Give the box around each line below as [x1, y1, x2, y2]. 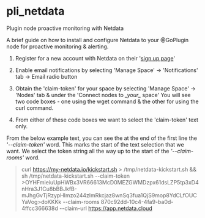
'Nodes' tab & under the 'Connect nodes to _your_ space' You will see [15, 91, 191, 98]
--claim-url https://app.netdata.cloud [59, 205, 153, 212]
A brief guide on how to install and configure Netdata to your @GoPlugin [6, 36, 189, 43]
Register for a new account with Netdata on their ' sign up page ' [15, 54, 176, 62]
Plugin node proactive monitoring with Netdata [6, 24, 124, 32]
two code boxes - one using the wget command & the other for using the [15, 98, 199, 105]
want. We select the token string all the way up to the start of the [6, 147, 170, 154]
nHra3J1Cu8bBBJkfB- [21, 185, 78, 192]
